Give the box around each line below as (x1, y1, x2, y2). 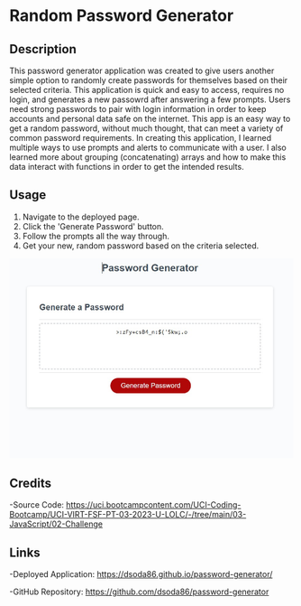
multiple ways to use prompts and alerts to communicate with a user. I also (9, 142, 287, 153)
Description (9, 42, 77, 57)
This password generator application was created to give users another (9, 65, 275, 76)
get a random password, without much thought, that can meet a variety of (9, 123, 284, 134)
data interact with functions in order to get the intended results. (9, 162, 245, 172)
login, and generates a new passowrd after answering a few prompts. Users (9, 94, 291, 105)
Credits (9, 476, 52, 491)
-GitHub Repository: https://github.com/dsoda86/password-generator (9, 586, 269, 597)
